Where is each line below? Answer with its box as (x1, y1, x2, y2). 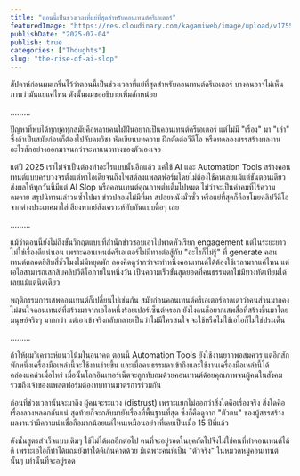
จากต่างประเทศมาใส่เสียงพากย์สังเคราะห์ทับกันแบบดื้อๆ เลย (10, 202, 180, 212)
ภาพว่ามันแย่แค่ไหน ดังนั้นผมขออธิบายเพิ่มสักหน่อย (10, 89, 158, 99)
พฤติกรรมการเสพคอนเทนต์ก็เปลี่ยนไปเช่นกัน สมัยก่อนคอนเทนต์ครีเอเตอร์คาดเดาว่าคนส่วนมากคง (10, 294, 290, 305)
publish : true (10, 37, 63, 47)
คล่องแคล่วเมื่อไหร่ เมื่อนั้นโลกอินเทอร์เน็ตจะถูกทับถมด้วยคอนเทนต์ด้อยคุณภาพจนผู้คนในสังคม (10, 370, 283, 380)
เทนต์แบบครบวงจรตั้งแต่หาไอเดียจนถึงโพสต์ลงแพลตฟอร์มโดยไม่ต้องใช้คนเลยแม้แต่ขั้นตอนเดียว (10, 172, 286, 182)
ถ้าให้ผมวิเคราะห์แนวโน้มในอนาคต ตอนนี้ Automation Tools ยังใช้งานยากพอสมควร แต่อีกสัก (10, 350, 290, 360)
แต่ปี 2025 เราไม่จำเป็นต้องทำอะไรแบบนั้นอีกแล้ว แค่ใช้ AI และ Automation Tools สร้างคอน (10, 162, 291, 172)
